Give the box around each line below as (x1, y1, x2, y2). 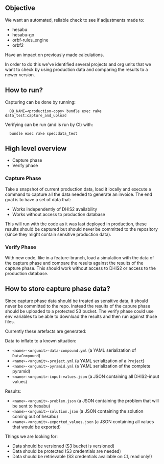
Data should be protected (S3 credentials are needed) (12, 448, 121, 454)
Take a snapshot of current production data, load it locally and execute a (5, 186, 151, 192)
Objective (5, 4, 36, 12)
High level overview (5, 145, 67, 153)
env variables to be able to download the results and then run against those (5, 313, 158, 319)
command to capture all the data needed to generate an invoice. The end (5, 191, 153, 197)
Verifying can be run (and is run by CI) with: (5, 122, 93, 127)
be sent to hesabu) (12, 403, 50, 409)
